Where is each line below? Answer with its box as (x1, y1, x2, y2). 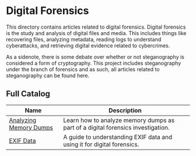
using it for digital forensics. (63, 140, 139, 148)
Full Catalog (6, 89, 51, 99)
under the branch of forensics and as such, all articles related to (6, 65, 160, 72)
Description (108, 106, 142, 115)
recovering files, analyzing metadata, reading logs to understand (6, 36, 162, 43)
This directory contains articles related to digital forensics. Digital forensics (6, 23, 186, 30)
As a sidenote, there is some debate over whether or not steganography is (6, 53, 185, 60)
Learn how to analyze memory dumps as (63, 116, 175, 124)
